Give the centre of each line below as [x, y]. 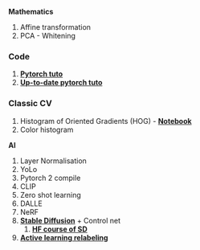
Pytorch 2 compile [50, 178]
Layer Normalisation [53, 161]
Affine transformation [55, 27]
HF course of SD [60, 229]
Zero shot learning [51, 195]
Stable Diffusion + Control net [70, 220]
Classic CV [30, 104]
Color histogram [47, 129]
